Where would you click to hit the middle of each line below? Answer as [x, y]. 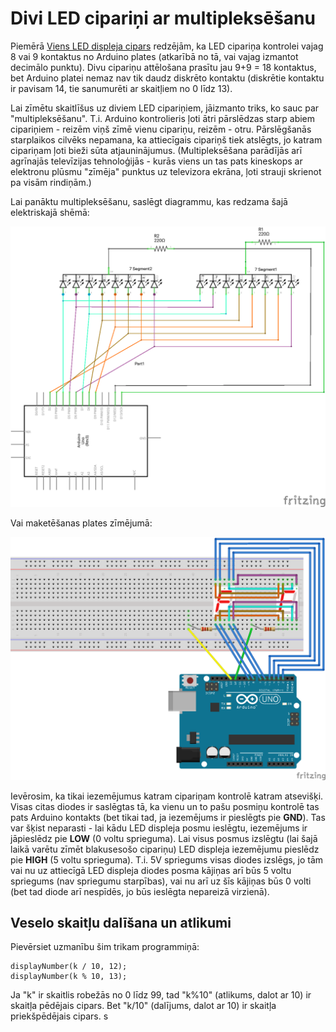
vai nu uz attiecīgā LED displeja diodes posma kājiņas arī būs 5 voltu [151, 870]
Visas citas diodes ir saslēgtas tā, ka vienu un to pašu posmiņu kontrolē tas [165, 806]
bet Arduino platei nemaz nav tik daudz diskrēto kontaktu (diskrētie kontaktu [167, 78]
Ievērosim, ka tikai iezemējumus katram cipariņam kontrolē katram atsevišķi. [167, 796]
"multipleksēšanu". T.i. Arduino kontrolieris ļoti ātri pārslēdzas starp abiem [163, 118]
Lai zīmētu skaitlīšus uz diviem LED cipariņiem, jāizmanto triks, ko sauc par [165, 108]
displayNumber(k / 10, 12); [69, 967]
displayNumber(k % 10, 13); [69, 977]
